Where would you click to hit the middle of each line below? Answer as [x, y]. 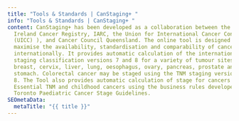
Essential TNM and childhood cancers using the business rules [109, 87]
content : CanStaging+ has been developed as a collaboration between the [119, 27]
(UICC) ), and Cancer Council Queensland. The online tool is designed [122, 41]
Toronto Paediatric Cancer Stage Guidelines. [83, 93]
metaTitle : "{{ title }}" [52, 107]
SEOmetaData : [27, 100]
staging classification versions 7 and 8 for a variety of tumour [114, 60]
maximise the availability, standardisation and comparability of [114, 47]
